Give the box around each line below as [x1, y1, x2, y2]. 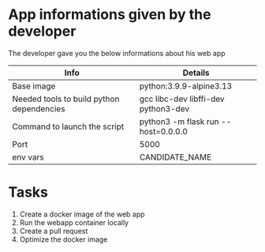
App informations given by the [8, 6, 211, 24]
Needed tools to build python [12, 93, 120, 104]
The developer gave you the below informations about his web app [8, 48, 226, 58]
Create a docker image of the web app [19, 209, 145, 219]
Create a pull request [19, 226, 88, 235]
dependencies [12, 103, 65, 114]
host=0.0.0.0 [139, 126, 188, 137]
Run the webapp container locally [19, 217, 129, 227]
